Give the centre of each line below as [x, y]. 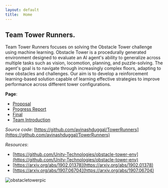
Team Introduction [31, 120]
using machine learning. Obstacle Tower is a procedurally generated [76, 52]
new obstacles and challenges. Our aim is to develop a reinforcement [77, 74]
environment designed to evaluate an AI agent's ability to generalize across [83, 58]
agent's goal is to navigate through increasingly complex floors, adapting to [83, 68]
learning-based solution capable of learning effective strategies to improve [82, 79]
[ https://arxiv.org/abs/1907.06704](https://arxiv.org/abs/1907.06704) [83, 170]
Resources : [17, 145]
